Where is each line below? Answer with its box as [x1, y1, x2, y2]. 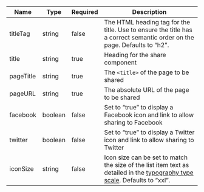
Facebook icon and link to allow [104, 111, 194, 119]
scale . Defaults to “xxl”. [104, 176, 171, 184]
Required [71, 8, 98, 16]
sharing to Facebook [104, 118, 163, 126]
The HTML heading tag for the [104, 18, 191, 26]
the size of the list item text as [104, 161, 189, 169]
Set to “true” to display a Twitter [104, 128, 195, 136]
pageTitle [9, 72, 36, 80]
